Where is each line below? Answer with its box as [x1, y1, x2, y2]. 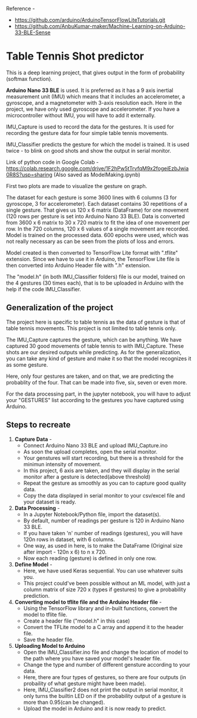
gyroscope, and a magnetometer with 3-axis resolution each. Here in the [6, 99, 182, 106]
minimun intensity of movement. [23, 460, 102, 467]
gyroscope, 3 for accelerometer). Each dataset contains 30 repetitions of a [6, 200, 188, 207]
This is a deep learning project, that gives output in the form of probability [6, 69, 185, 76]
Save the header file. [23, 636, 74, 643]
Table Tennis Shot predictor [6, 50, 144, 63]
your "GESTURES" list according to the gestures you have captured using [6, 396, 184, 403]
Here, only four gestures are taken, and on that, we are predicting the [6, 373, 174, 380]
